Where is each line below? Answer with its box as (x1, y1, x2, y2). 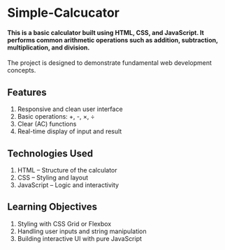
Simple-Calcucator (7, 5, 120, 21)
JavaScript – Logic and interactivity (17, 181, 119, 189)
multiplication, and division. (7, 43, 90, 52)
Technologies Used (7, 147, 93, 159)
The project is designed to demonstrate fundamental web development (7, 59, 212, 67)
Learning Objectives (7, 201, 98, 213)
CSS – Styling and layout (17, 173, 89, 182)
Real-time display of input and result (17, 127, 122, 135)
